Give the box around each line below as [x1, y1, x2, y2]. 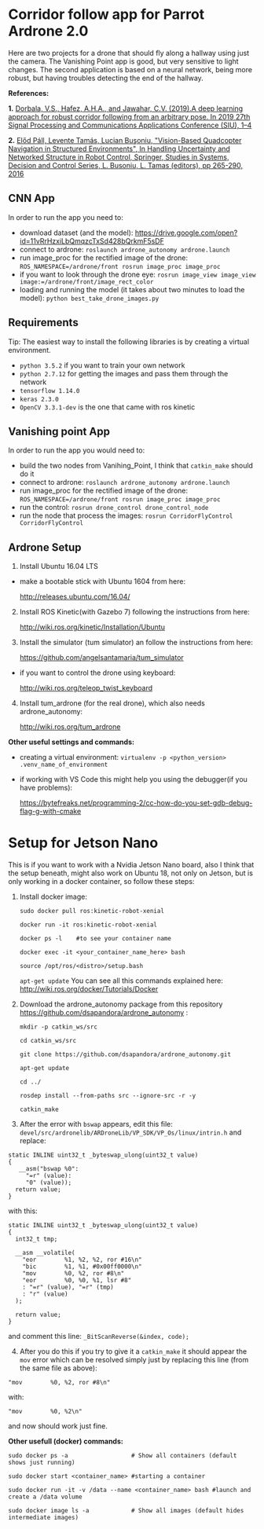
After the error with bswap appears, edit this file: [19, 1120, 173, 1129]
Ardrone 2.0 [8, 22, 89, 40]
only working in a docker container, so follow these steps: [8, 877, 195, 886]
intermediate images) [8, 1514, 79, 1522]
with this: [8, 1206, 38, 1215]
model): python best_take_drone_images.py [19, 293, 159, 302]
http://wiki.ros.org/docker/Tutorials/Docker [19, 984, 159, 994]
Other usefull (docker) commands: [8, 1436, 123, 1446]
